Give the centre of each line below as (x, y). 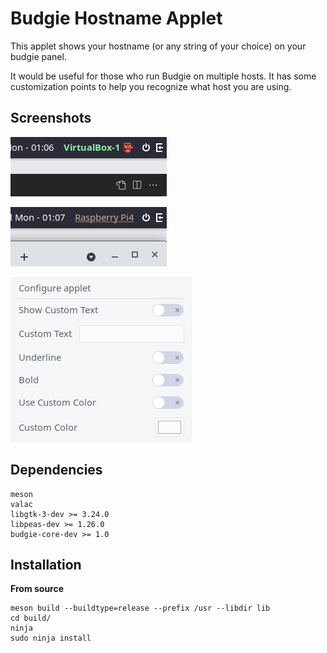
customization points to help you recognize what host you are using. (151, 86)
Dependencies (56, 470)
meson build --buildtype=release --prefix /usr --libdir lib (140, 608)
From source (37, 589)
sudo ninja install (51, 638)
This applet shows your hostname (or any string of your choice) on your (158, 46)
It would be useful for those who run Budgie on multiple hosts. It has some (163, 76)
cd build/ (31, 618)
